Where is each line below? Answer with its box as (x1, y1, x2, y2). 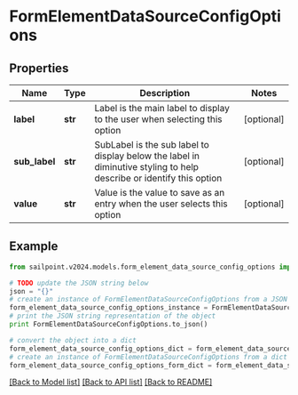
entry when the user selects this (94, 197, 228, 210)
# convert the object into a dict (9, 335, 137, 344)
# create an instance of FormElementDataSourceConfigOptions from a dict (9, 352, 288, 361)
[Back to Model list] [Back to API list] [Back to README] (9, 376, 213, 388)
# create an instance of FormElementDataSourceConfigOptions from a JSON (9, 295, 288, 304)
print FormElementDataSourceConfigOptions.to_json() (9, 320, 208, 329)
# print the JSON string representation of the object (9, 311, 216, 321)
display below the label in (94, 149, 200, 162)
